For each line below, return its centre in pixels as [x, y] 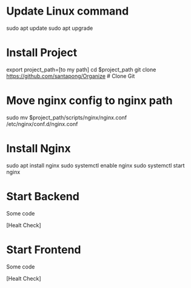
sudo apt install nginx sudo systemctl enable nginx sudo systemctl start [95, 165]
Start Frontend [44, 249]
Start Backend [43, 196]
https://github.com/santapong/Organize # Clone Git [71, 76]
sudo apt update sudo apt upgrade [50, 28]
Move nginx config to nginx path [89, 101]
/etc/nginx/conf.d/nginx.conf [42, 124]
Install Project [42, 53]
